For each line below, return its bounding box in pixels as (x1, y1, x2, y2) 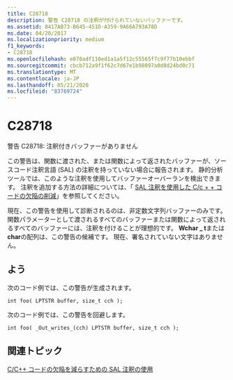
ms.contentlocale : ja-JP (7, 75, 80, 82)
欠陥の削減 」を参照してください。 (25, 192, 123, 200)
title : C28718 (7, 10, 49, 17)
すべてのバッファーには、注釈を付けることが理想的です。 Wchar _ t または (13, 224, 225, 232)
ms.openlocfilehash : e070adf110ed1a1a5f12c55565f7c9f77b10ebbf (7, 56, 195, 63)
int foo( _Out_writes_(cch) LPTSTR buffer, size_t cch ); (7, 324, 179, 331)
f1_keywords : (7, 43, 45, 50)
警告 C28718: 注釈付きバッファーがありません (7, 142, 138, 151)
